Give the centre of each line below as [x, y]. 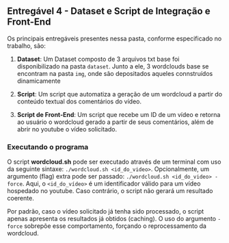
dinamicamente [39, 81]
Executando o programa [48, 146]
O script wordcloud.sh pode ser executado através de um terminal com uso [114, 162]
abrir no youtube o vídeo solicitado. [67, 129]
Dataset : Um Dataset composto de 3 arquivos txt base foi [98, 59]
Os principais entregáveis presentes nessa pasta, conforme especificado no [114, 38]
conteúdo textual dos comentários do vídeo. [79, 101]
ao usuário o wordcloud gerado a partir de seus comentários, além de [115, 122]
